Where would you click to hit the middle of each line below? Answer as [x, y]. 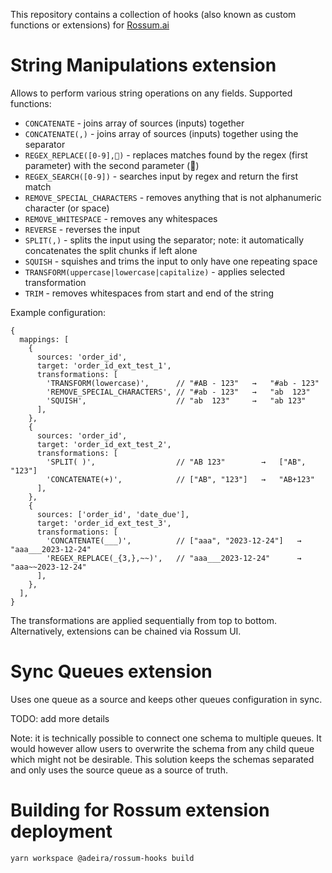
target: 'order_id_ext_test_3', [104, 523]
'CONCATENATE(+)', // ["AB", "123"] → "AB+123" [180, 479]
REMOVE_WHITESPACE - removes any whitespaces [121, 218]
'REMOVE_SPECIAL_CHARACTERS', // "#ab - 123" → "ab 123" [178, 392]
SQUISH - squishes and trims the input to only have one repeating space [171, 261]
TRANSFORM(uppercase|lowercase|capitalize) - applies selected [155, 271]
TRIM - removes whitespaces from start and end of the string [149, 293]
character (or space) [67, 208]
